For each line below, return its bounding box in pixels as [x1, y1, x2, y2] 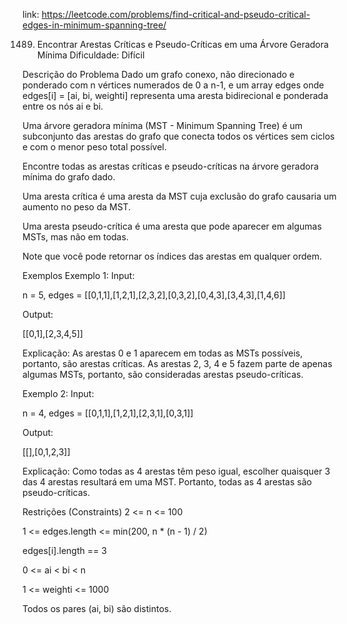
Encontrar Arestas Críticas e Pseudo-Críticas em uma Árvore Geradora [36, 39, 329, 50]
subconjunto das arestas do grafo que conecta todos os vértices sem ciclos [22, 130, 335, 142]
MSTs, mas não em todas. [22, 231, 129, 243]
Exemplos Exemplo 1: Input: [22, 270, 135, 281]
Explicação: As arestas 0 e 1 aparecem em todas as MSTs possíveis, [22, 347, 304, 359]
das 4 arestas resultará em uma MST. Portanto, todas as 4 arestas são [22, 476, 312, 488]
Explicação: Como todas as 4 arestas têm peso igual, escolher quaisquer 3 [22, 465, 331, 477]
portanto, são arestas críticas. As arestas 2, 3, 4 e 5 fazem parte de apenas [22, 358, 333, 369]
